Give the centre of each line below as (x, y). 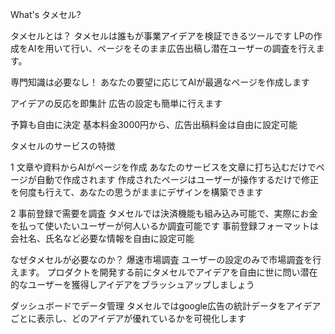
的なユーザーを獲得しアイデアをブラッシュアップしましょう (132, 284)
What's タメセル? (46, 14)
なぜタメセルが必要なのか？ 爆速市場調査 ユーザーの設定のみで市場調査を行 (166, 259)
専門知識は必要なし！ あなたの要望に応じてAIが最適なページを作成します (160, 82)
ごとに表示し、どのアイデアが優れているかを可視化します (128, 318)
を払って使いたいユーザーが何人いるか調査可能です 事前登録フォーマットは (164, 226)
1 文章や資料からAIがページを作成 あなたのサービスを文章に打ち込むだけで (163, 167)
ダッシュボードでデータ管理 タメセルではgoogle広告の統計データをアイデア (166, 306)
